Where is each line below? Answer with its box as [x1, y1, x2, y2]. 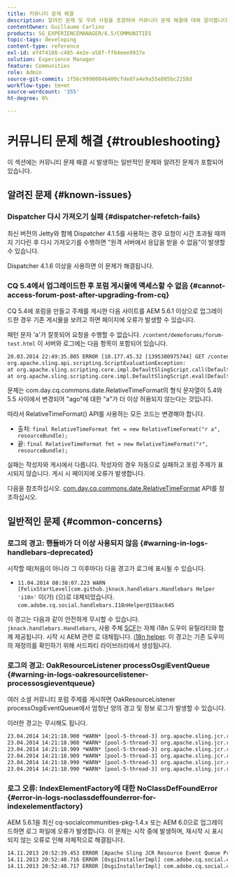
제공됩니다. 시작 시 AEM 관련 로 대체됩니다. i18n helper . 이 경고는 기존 [14, 633, 206, 641]
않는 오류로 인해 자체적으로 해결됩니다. [20, 835, 125, 844]
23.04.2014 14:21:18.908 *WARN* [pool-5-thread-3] [7, 740, 158, 747]
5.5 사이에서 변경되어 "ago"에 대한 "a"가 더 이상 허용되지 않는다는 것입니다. [7, 395, 213, 403]
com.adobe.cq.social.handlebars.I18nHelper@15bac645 [17, 602, 175, 609]
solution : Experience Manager [7, 56, 96, 63]
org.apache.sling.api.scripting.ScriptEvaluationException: [7, 359, 187, 366]
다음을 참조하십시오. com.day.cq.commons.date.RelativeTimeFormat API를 [7, 484, 218, 492]
